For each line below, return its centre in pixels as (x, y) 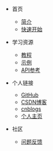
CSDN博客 (34, 102)
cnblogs (31, 109)
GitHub (30, 95)
